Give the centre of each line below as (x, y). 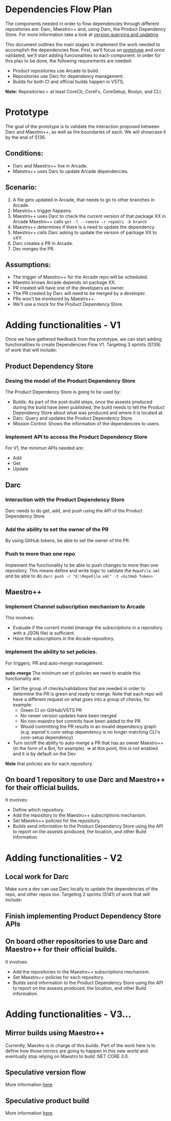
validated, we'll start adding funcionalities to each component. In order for (83, 55)
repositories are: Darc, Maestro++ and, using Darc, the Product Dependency (86, 29)
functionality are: (23, 678)
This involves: (20, 618)
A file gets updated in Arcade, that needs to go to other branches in (83, 200)
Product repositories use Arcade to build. (56, 71)
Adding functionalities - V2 (64, 858)
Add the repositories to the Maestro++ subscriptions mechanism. (81, 971)
